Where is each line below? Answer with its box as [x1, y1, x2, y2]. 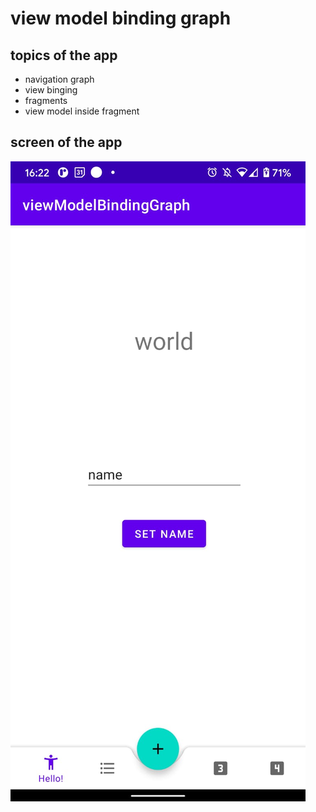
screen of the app [10, 134, 123, 151]
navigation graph [24, 73, 95, 85]
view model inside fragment [24, 105, 140, 117]
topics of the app [10, 47, 118, 64]
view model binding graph [10, 7, 232, 30]
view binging [24, 84, 78, 96]
